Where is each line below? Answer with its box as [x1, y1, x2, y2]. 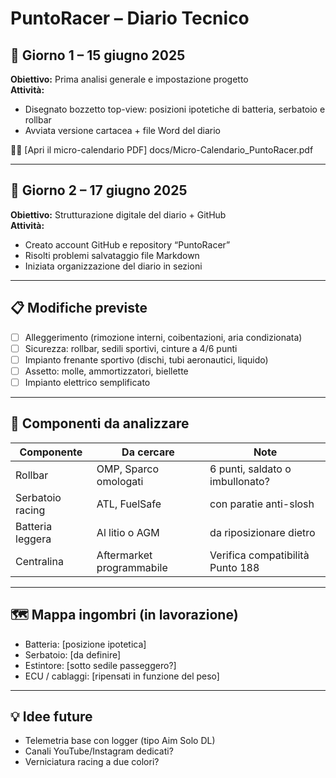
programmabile [96, 560, 168, 574]
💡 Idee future [10, 708, 93, 725]
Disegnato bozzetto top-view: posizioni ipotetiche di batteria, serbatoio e [24, 103, 326, 115]
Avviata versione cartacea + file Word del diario [24, 125, 221, 136]
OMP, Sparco [96, 462, 160, 476]
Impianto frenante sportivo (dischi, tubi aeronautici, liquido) [24, 353, 269, 366]
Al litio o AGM [96, 525, 160, 539]
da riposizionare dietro [209, 525, 316, 539]
